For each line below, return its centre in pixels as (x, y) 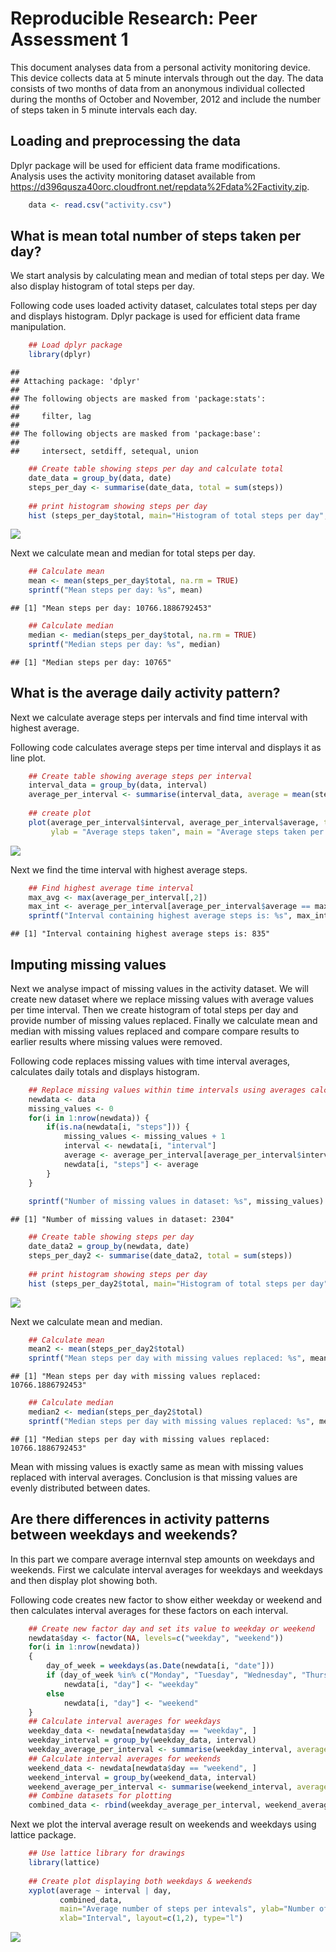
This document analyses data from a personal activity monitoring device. (160, 67)
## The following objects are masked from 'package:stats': (138, 399)
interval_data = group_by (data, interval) (118, 785)
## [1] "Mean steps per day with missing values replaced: (136, 1377)
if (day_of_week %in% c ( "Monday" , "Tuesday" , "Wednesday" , (172, 1675)
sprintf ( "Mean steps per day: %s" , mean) (115, 590)
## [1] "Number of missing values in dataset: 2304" (122, 1220)
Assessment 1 (69, 39)
